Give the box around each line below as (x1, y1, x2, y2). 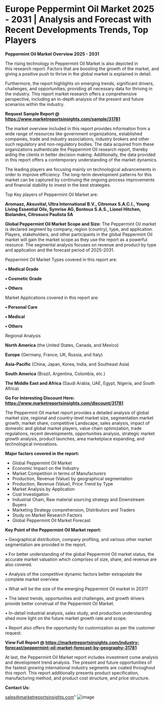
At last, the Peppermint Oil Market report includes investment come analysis (5, 654, 159, 660)
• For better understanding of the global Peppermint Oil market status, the (5, 551, 154, 557)
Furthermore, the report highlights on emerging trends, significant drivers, (5, 80, 154, 86)
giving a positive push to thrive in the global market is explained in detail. (5, 71, 152, 77)
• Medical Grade (5, 266, 39, 272)
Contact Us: (5, 684, 30, 690)
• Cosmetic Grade (5, 275, 42, 281)
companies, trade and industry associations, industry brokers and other (5, 136, 149, 142)
